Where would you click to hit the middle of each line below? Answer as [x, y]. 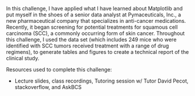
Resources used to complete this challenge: [59, 69]
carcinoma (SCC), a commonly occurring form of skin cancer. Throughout [95, 33]
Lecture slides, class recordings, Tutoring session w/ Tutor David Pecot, [102, 81]
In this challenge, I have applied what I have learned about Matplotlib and [95, 8]
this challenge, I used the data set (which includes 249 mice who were [91, 40]
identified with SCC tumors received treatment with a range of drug [88, 46]
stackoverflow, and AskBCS [48, 87]
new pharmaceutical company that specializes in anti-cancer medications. [96, 21]
